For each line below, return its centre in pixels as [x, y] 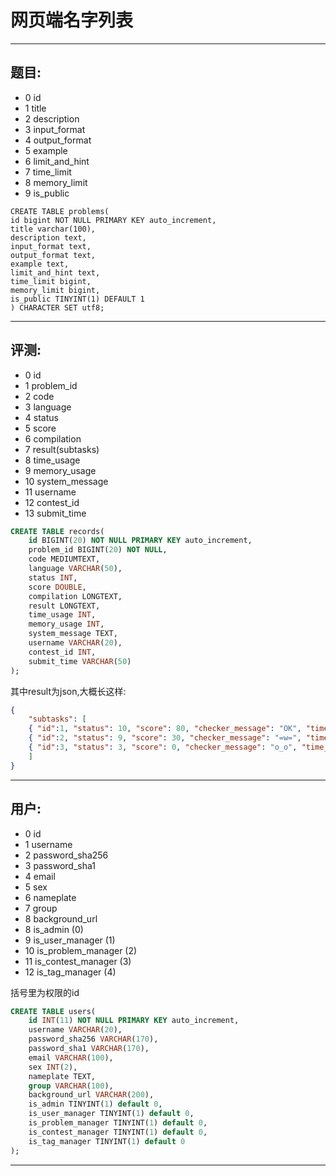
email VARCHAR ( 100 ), [71, 1057]
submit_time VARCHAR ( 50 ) [80, 661]
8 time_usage [52, 460]
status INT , [53, 577]
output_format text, [53, 255]
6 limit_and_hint [57, 161]
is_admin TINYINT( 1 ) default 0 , [95, 1104]
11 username [50, 492]
